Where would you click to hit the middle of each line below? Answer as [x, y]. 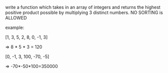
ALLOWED [16, 18]
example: [15, 27]
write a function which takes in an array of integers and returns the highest [83, 7]
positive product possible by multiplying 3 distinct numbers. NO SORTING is [84, 12]
